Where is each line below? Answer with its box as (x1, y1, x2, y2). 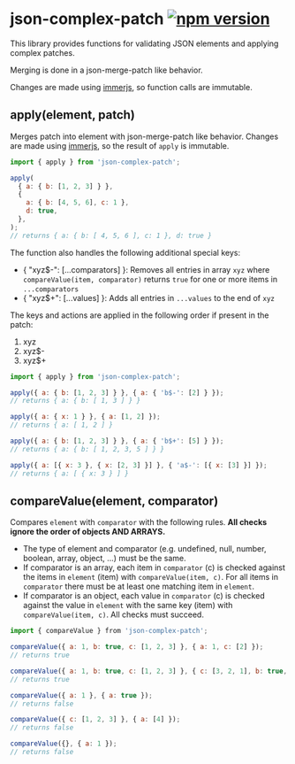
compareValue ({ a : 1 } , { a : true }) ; (10, 691, 153, 699)
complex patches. (10, 47, 75, 58)
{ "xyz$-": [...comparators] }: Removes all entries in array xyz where (22, 264, 270, 274)
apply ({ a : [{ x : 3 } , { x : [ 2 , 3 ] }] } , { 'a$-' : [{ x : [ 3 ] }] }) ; (10, 460, 268, 469)
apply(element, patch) (10, 107, 135, 123)
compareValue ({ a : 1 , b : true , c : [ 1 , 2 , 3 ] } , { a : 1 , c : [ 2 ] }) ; (10, 643, 264, 652)
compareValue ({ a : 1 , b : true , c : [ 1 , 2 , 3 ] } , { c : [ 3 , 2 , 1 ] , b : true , (10, 667, 288, 675)
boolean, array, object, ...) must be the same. (22, 553, 186, 564)
